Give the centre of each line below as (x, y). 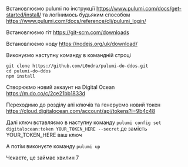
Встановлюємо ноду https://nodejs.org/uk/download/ (72, 44)
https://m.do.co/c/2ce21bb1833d (46, 93)
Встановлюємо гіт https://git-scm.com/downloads (68, 32)
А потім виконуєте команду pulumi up (53, 146)
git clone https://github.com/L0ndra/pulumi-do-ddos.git (77, 66)
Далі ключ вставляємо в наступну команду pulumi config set (84, 122)
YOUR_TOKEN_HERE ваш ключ (44, 135)
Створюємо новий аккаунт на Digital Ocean (61, 87)
